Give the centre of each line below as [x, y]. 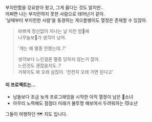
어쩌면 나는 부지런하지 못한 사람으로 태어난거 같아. [55, 14]
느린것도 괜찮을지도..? [39, 66]
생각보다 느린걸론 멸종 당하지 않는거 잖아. [59, 59]
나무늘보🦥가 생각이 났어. [42, 38]
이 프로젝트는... [20, 84]
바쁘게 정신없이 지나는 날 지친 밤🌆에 [53, 31]
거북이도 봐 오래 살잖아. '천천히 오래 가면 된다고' [66, 72]
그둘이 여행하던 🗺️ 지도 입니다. [36, 114]
